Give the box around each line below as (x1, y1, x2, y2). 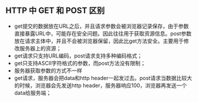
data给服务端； (14, 89, 52, 96)
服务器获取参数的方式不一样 (14, 67, 83, 74)
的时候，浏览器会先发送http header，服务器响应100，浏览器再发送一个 (14, 82, 187, 89)
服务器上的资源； (19, 44, 62, 52)
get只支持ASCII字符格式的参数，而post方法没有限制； (14, 59, 146, 66)
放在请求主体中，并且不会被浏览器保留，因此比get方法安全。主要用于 (14, 37, 184, 44)
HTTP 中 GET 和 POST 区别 (5, 5, 105, 16)
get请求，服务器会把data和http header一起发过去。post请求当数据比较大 (14, 74, 193, 81)
